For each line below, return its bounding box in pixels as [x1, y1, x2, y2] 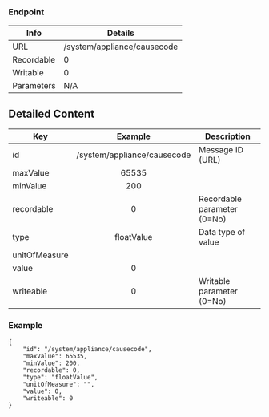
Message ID [199, 144, 244, 156]
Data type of [199, 227, 246, 238]
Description [204, 131, 251, 142]
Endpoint [8, 6, 45, 18]
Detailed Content [8, 107, 95, 120]
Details [106, 27, 134, 38]
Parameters [12, 79, 56, 91]
